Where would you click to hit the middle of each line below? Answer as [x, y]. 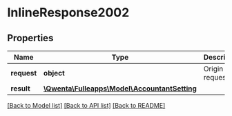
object [55, 73]
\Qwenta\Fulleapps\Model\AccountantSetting [120, 89]
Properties [30, 38]
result [21, 89]
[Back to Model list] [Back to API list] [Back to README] [86, 105]
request [24, 73]
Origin [213, 69]
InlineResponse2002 [68, 13]
